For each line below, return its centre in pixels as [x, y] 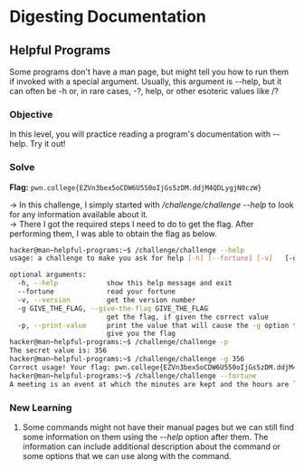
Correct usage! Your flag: [60, 367]
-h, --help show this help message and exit [125, 283]
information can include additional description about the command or [152, 446]
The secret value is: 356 [58, 350]
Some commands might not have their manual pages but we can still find [158, 427]
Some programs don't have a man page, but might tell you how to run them [149, 72]
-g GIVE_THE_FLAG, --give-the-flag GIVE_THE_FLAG [113, 308]
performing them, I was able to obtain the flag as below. [113, 234]
